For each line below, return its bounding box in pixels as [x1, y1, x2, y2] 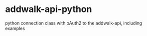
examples [5, 25, 25, 31]
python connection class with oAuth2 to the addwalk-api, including [5, 20, 143, 26]
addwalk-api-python [5, 3, 92, 15]
